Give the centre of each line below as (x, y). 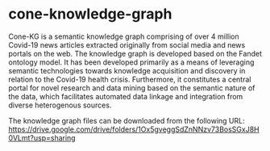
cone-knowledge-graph (90, 14)
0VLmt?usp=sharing (42, 137)
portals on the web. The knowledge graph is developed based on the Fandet (135, 53)
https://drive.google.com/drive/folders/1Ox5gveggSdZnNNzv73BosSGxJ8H (134, 129)
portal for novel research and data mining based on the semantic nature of (132, 88)
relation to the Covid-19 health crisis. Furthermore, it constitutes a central (130, 79)
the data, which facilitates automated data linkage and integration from (126, 96)
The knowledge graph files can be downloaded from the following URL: (127, 120)
